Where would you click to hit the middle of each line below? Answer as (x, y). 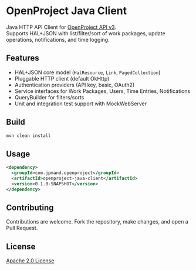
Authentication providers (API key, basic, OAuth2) (75, 85)
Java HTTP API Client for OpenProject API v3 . (61, 27)
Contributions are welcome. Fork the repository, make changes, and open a (97, 222)
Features (23, 58)
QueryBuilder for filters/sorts (49, 97)
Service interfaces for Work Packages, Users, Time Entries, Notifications (102, 91)
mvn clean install (28, 136)
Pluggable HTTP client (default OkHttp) (62, 78)
